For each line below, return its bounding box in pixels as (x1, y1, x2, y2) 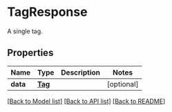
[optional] (106, 79, 139, 88)
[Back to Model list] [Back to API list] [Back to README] (7, 97, 166, 105)
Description (61, 67, 100, 77)
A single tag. (7, 27, 43, 35)
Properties (7, 47, 54, 59)
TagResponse (7, 4, 88, 20)
